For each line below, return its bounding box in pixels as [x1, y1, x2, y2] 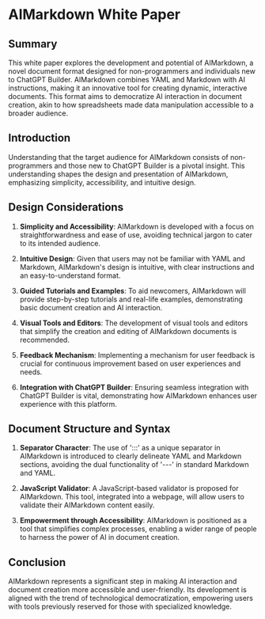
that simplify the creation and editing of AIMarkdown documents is [19, 326, 237, 336]
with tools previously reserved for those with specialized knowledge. [8, 602, 232, 611]
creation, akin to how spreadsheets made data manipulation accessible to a [8, 101, 255, 109]
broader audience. [8, 108, 69, 118]
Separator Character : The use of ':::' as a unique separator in [19, 443, 221, 453]
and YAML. [19, 469, 56, 478]
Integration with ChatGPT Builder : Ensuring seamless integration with [19, 382, 249, 392]
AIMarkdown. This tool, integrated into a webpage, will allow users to [19, 492, 245, 502]
